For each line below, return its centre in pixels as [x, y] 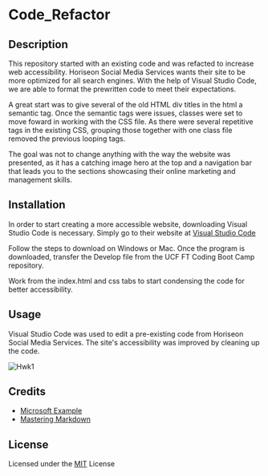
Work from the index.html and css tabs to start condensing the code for [126, 280]
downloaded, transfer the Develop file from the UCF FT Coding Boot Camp [132, 256]
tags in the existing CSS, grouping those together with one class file [120, 130]
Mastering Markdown [55, 419]
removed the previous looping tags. [67, 139]
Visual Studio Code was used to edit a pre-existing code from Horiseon [126, 333]
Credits [27, 391]
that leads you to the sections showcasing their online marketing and [122, 171]
